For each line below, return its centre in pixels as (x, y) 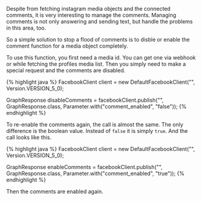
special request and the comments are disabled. (66, 70)
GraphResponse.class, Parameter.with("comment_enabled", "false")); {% (96, 107)
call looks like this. (29, 137)
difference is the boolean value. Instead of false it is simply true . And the (97, 131)
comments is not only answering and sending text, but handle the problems (100, 21)
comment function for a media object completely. (67, 46)
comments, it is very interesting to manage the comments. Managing (91, 15)
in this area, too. (26, 28)
